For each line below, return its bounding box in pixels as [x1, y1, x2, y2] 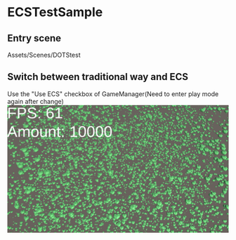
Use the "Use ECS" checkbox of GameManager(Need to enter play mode [7, 89, 219, 98]
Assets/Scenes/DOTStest [7, 51, 81, 59]
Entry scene [7, 32, 62, 44]
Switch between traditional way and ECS [7, 71, 188, 83]
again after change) [7, 97, 65, 105]
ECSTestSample [7, 4, 103, 20]
